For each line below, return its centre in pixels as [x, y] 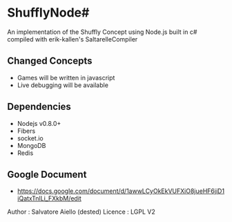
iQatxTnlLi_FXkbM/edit [49, 198]
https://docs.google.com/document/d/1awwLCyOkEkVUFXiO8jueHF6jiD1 [121, 191]
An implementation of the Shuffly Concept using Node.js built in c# [102, 32]
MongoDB [31, 145]
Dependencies [39, 107]
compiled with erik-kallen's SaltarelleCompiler [72, 39]
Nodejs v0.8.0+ [39, 123]
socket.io [30, 138]
